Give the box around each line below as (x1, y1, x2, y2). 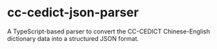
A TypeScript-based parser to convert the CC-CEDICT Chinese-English (7, 27, 211, 35)
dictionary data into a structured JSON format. (7, 34, 140, 42)
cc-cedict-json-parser (7, 5, 140, 20)
